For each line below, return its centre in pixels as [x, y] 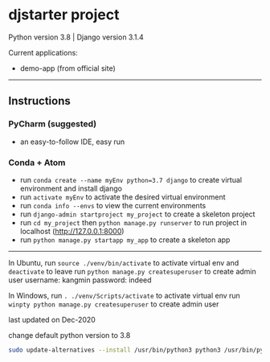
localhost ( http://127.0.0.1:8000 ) [72, 231]
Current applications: [43, 52]
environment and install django [71, 188]
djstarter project [64, 15]
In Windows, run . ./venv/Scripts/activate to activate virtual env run [125, 295]
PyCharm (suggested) [53, 124]
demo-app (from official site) [68, 68]
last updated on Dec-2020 [52, 319]
